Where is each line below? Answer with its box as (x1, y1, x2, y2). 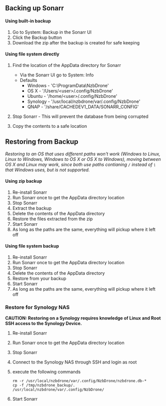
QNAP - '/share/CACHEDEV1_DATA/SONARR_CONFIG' (27, 103, 139, 109)
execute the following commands (12, 369, 81, 375)
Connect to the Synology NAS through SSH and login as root (12, 359, 137, 365)
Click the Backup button (12, 34, 62, 40)
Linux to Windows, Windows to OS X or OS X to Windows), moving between (5, 156, 161, 162)
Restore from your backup (12, 276, 66, 282)
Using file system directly (5, 51, 60, 57)
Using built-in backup (5, 17, 51, 24)
